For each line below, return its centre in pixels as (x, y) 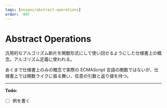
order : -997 (17, 14)
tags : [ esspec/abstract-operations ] (43, 10)
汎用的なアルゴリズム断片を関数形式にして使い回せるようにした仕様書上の (81, 53)
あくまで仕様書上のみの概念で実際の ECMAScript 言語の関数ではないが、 (80, 70)
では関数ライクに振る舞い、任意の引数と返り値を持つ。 (75, 76)
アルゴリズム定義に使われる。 (44, 59)
